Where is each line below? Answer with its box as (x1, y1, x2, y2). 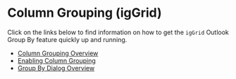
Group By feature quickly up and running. (7, 35, 128, 43)
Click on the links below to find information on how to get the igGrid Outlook (7, 28, 229, 36)
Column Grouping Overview (17, 49, 99, 57)
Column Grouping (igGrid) (7, 5, 162, 21)
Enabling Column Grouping (17, 56, 97, 64)
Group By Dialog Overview (17, 64, 95, 72)
